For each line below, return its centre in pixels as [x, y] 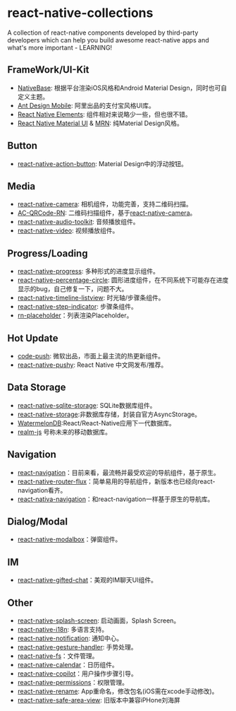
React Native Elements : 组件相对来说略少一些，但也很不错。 [104, 114]
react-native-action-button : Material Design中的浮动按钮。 [103, 163]
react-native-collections [80, 13]
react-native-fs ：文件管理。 [58, 656]
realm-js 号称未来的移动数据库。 [64, 432]
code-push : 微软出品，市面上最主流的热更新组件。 [91, 356]
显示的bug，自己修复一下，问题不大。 [73, 289]
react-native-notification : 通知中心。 [70, 638]
